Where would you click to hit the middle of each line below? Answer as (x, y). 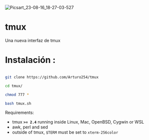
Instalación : (30, 60)
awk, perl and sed (30, 127)
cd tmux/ (14, 86)
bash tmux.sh (18, 103)
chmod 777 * (17, 94)
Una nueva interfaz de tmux (33, 40)
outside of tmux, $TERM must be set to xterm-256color (65, 132)
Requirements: (19, 113)
